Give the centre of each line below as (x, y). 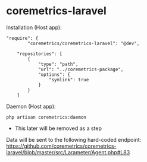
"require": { (22, 38)
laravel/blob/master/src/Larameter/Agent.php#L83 (68, 152)
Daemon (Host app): (31, 106)
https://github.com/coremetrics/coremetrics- (61, 146)
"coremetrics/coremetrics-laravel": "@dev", (84, 43)
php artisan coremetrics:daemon (46, 117)
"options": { (54, 74)
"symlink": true (69, 80)
